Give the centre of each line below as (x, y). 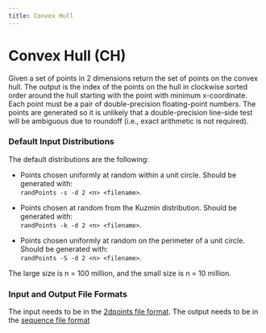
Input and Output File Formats (68, 293)
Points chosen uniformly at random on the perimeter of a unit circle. (133, 240)
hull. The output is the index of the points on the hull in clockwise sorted (128, 86)
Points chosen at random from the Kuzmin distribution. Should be (129, 207)
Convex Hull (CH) (67, 55)
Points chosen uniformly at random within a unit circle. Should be (128, 175)
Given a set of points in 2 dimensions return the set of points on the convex (133, 78)
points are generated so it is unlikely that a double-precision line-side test (131, 112)
